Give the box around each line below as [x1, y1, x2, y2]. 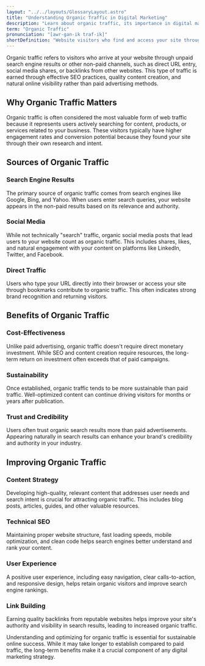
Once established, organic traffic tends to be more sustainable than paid [6, 384, 188, 392]
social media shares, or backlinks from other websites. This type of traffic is [6, 67, 197, 74]
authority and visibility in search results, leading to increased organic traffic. [6, 622, 198, 629]
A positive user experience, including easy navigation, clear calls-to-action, [6, 573, 196, 581]
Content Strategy [6, 475, 59, 484]
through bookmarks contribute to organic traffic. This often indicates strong [6, 286, 196, 294]
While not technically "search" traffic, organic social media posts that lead [6, 231, 193, 238]
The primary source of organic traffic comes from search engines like [6, 190, 181, 197]
